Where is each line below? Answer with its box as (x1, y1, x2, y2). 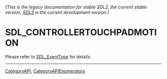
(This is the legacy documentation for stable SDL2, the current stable (5, 4, 147, 10)
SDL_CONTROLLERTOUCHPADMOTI (5, 26, 157, 38)
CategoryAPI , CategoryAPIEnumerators (5, 68, 85, 74)
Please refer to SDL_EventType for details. (5, 54, 92, 60)
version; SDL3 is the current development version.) (5, 9, 109, 15)
